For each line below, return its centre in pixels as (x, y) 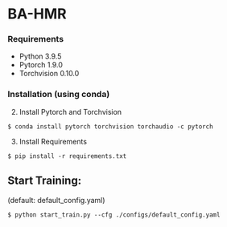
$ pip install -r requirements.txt (67, 156)
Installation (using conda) (59, 95)
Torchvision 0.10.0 (49, 74)
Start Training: (45, 181)
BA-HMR (37, 14)
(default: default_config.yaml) (56, 200)
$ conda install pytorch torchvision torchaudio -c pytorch (111, 126)
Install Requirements (53, 141)
